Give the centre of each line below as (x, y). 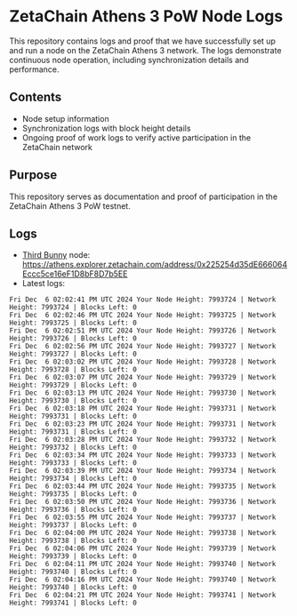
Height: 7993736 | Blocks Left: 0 (73, 510)
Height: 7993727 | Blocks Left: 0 (73, 354)
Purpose (33, 175)
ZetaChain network (57, 147)
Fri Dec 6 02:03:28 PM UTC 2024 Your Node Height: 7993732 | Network (143, 440)
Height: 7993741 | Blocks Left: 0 (73, 603)
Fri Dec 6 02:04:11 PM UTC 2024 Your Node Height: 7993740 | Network (143, 564)
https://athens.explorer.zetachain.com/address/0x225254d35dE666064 (154, 265)
